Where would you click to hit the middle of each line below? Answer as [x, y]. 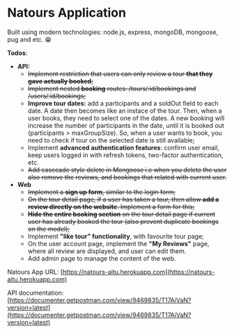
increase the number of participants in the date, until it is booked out [126, 125]
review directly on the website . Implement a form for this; [111, 206]
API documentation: [36, 293]
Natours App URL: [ [35, 272]
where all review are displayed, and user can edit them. [107, 251]
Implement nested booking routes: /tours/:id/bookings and [112, 88]
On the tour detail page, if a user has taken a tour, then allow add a [123, 199]
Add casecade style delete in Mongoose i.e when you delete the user [127, 170]
